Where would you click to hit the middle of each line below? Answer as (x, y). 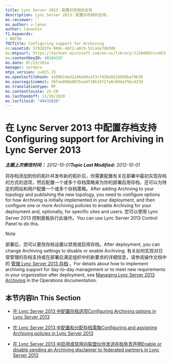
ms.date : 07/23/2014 (27, 63)
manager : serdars (24, 67)
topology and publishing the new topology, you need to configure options (83, 195)
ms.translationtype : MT (31, 86)
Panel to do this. (22, 224)
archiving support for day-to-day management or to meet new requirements (85, 269)
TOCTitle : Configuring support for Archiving (55, 44)
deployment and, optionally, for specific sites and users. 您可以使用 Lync (82, 212)
